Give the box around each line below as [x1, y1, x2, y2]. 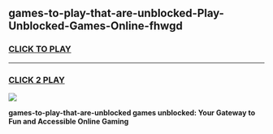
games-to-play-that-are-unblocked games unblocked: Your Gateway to [8, 107, 256, 117]
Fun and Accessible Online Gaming [8, 116, 129, 126]
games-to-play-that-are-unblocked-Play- [8, 6, 225, 20]
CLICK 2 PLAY [8, 74, 65, 85]
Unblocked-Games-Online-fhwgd [8, 19, 183, 33]
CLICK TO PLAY [8, 44, 71, 55]
